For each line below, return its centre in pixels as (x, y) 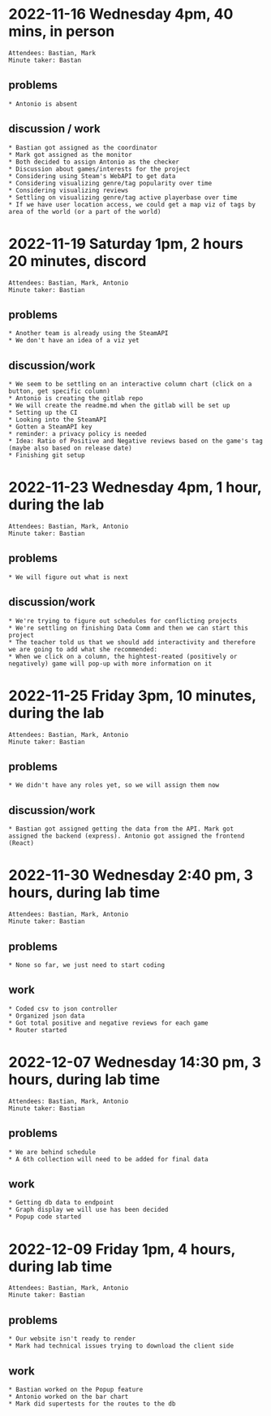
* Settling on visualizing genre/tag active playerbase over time (123, 197)
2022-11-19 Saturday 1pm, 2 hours (126, 244)
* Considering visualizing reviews (69, 190)
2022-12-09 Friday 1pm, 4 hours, (122, 1249)
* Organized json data (47, 1016)
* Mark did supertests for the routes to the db (92, 1404)
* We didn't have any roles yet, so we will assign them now (114, 786)
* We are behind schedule (52, 1152)
